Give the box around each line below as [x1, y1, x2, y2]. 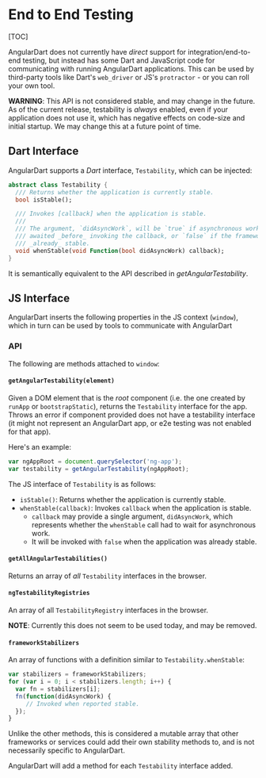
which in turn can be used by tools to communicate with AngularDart [8, 321, 233, 331]
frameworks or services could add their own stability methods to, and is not [8, 738, 255, 747]
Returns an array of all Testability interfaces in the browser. [8, 571, 207, 581]
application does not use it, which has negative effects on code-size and [8, 113, 245, 122]
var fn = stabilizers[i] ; [15, 684, 101, 693]
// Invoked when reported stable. [25, 699, 140, 707]
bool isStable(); [15, 196, 73, 204]
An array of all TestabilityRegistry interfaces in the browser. [8, 605, 208, 615]
